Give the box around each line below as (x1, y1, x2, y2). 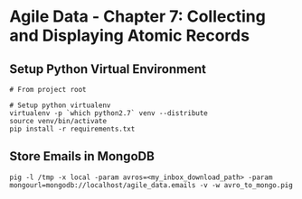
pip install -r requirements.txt (9, 124, 136, 133)
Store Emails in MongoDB (9, 149, 156, 164)
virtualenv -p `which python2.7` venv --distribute (9, 109, 208, 118)
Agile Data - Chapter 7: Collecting (9, 6, 267, 27)
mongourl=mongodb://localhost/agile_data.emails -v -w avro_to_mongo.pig (9, 180, 294, 190)
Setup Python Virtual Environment (9, 61, 206, 77)
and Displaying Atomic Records (9, 25, 250, 46)
